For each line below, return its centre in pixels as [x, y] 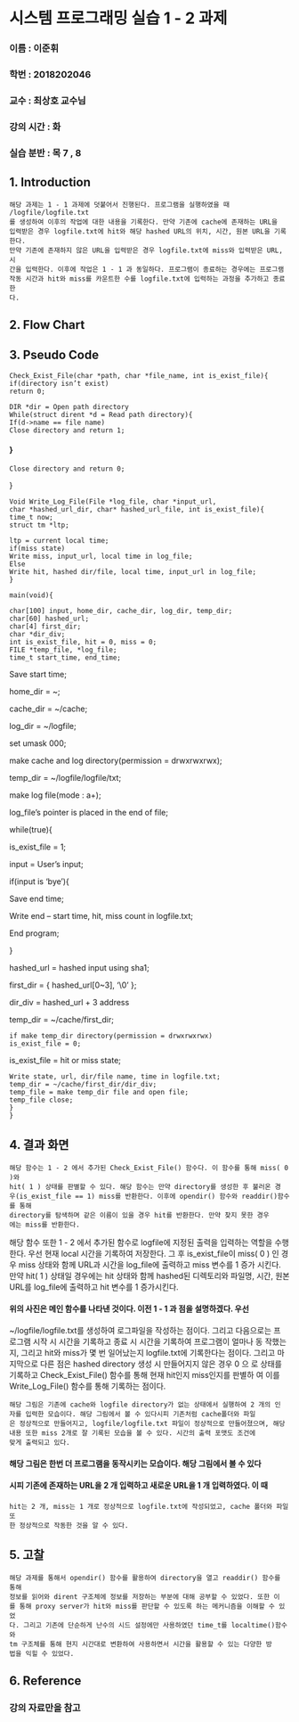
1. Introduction [50, 182]
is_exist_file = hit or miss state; [65, 1061]
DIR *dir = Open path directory [69, 406]
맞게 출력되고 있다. [40, 1443]
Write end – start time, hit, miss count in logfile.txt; [101, 916]
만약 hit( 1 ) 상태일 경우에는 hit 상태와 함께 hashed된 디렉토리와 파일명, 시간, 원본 [149, 1275]
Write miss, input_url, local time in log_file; [101, 557]
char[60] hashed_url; [49, 619]
